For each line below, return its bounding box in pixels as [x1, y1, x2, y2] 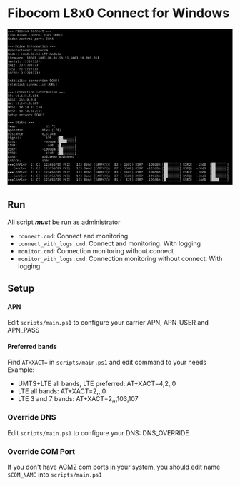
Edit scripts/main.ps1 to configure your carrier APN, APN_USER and [7, 318, 209, 327]
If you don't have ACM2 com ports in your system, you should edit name [7, 462, 221, 471]
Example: [7, 365, 35, 374]
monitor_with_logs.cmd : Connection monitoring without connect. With [17, 254, 223, 263]
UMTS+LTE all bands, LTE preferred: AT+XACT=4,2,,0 [17, 380, 176, 388]
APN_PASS [7, 326, 40, 335]
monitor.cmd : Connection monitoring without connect [17, 246, 174, 255]
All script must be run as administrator [7, 218, 121, 226]
